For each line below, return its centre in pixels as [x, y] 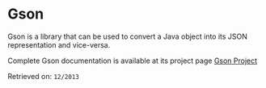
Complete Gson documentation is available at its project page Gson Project [133, 61]
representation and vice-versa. [59, 44]
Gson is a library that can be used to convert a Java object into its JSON [128, 36]
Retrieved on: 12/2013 [44, 76]
